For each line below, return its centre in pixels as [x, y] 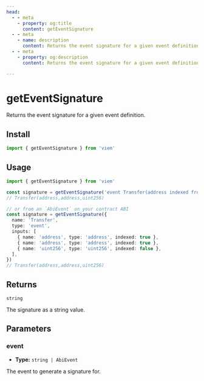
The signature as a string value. [46, 310]
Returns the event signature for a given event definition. [76, 115]
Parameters [29, 329]
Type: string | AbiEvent [46, 359]
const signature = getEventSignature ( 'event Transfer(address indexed [97, 192]
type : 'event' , [31, 226]
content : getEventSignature [58, 29]
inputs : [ [24, 232]
